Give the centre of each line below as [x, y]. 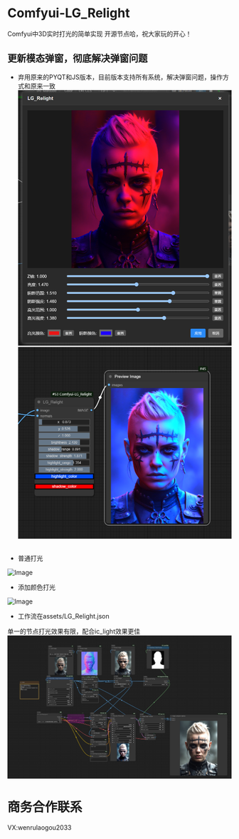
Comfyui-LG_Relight [69, 13]
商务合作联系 [45, 807]
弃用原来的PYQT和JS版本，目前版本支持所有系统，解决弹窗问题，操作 [120, 77]
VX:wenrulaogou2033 [39, 827]
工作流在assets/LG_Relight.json [63, 616]
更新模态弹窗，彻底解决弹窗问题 [78, 59]
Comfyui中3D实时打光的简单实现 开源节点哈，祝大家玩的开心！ [100, 34]
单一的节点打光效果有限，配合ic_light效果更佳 [74, 631]
